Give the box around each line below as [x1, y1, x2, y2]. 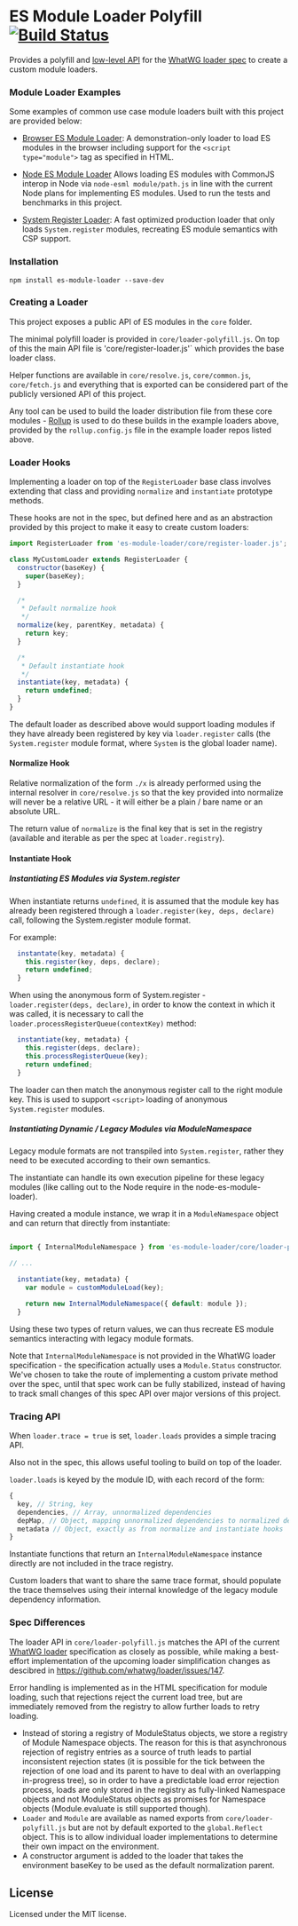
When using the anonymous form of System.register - [9, 990, 207, 1001]
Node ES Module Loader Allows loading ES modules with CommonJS [21, 169, 275, 179]
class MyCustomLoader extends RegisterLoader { [9, 555, 189, 564]
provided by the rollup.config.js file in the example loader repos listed [9, 424, 272, 435]
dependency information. [9, 1594, 102, 1605]
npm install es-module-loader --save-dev [9, 275, 165, 285]
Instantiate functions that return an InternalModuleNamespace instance [9, 1549, 263, 1559]
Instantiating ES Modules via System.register [9, 873, 180, 884]
